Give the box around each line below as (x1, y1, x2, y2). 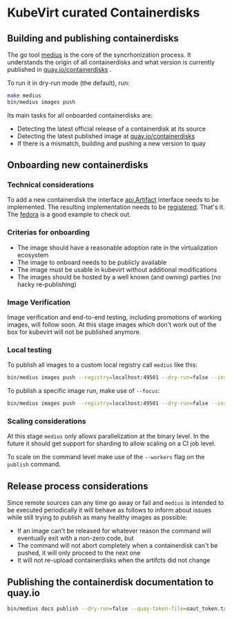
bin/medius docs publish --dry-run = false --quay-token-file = (7, 605, 187, 612)
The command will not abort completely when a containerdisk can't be (17, 542, 218, 550)
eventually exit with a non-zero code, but (17, 534, 134, 542)
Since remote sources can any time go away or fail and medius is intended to (7, 499, 224, 507)
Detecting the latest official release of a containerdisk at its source (17, 124, 206, 133)
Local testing (7, 344, 52, 354)
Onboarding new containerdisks (7, 159, 148, 171)
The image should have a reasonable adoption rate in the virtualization (17, 243, 217, 252)
